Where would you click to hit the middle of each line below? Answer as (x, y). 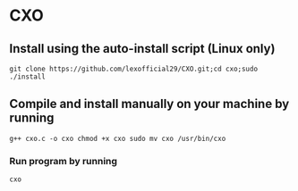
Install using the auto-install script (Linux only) (142, 49)
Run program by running (64, 161)
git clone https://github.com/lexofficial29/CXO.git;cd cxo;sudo (133, 69)
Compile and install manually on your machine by (149, 104)
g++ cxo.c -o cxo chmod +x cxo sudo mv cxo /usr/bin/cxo (118, 138)
